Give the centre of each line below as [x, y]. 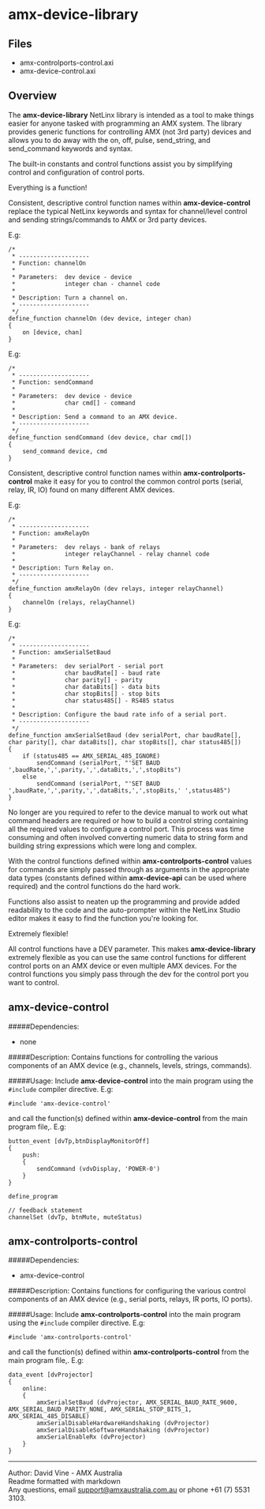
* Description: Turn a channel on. [70, 298]
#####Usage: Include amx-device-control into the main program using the [131, 1081]
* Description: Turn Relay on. [63, 568]
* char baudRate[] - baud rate [86, 673]
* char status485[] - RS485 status [93, 701]
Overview [33, 96]
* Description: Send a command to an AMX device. [95, 416]
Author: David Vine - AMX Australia [65, 1473]
